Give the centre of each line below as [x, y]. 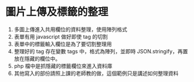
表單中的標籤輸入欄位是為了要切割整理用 [63, 44]
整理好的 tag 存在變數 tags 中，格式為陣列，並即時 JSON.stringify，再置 [101, 51]
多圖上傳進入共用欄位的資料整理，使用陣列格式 [70, 29]
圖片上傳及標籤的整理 [57, 12]
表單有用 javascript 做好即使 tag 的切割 [61, 36]
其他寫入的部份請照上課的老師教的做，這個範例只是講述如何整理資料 [96, 73]
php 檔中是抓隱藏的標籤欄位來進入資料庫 [63, 66]
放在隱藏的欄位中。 [37, 59]
